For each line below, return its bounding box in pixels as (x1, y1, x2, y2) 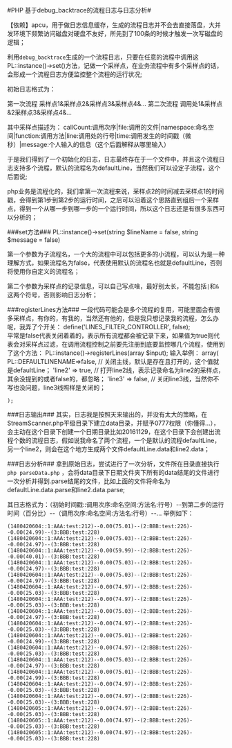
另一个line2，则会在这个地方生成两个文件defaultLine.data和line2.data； (7, 445, 211, 453)
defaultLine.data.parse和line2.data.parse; (7, 486, 126, 494)
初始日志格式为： (7, 85, 56, 93)
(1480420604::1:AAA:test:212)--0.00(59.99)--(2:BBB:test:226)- (7, 547, 193, 554)
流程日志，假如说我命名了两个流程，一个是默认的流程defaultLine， (30, 436, 221, 444)
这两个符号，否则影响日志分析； (7, 290, 98, 299)
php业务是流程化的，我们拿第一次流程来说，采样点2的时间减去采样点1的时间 (7, 187, 224, 195)
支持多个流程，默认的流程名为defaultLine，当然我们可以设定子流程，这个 (12, 164, 221, 172)
